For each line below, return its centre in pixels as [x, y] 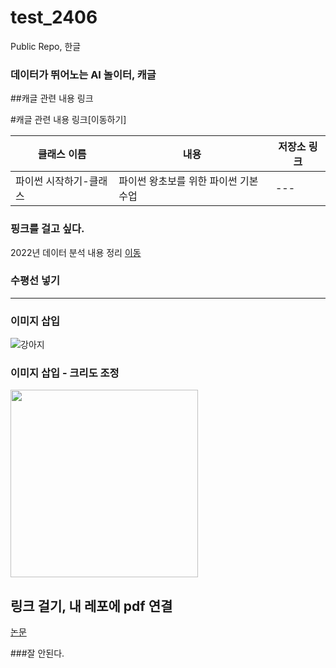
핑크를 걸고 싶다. [47, 229]
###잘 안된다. [37, 653]
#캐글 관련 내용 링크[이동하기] [68, 120]
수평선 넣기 [35, 281]
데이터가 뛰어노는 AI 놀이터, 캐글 [83, 74]
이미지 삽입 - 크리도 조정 [65, 373]
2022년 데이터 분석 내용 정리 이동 [76, 252]
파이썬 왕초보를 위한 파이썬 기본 [188, 181]
